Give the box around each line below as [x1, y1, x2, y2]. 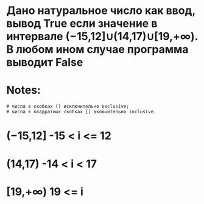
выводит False [6, 55, 83, 69]
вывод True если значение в [6, 16, 158, 30]
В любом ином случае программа [6, 43, 189, 57]
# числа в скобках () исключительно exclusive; [6, 104, 130, 110]
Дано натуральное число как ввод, [6, 4, 196, 18]
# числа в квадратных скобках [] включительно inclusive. [6, 109, 157, 115]
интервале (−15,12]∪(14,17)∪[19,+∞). [6, 30, 199, 43]
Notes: [6, 83, 41, 97]
